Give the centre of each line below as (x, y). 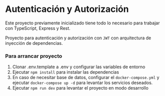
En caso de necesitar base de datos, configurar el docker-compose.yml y (86, 78)
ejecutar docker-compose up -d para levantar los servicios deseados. (82, 83)
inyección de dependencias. (34, 43)
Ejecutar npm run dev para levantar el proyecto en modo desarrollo (80, 88)
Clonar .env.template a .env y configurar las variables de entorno (79, 67)
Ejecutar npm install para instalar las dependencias (66, 72)
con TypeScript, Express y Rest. (38, 28)
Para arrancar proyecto (34, 56)
